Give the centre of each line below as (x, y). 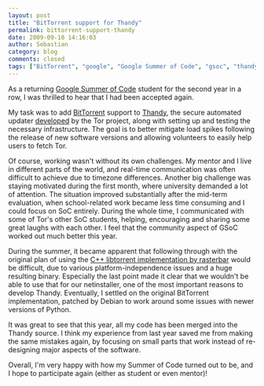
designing (24, 349)
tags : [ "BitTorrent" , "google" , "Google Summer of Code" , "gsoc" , (119, 67)
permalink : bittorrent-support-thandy (71, 30)
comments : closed (37, 60)
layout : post (29, 15)
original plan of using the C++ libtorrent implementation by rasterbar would (130, 259)
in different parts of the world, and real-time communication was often (122, 169)
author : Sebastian (38, 45)
